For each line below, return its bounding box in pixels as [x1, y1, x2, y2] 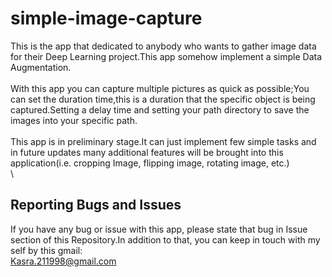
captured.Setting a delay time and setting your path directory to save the [10, 103, 310, 116]
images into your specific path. [10, 114, 138, 126]
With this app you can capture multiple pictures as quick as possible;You [10, 82, 310, 94]
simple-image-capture [10, 7, 203, 30]
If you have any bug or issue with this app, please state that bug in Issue [10, 223, 308, 235]
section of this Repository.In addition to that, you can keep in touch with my [10, 233, 321, 246]
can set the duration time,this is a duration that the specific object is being [10, 93, 316, 105]
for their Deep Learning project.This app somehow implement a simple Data [10, 50, 323, 62]
